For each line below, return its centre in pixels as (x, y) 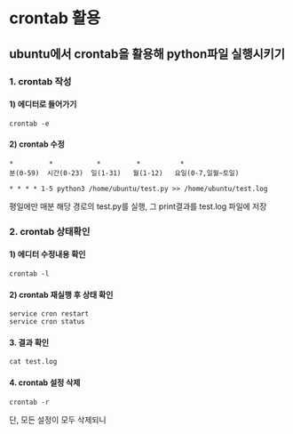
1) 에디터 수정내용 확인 (48, 254)
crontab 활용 (55, 18)
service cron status (48, 322)
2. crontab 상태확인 (50, 231)
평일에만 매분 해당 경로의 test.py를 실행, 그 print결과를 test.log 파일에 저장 (138, 206)
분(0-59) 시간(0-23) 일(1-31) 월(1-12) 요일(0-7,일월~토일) (124, 173)
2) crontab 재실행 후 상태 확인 (61, 294)
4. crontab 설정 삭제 (45, 382)
